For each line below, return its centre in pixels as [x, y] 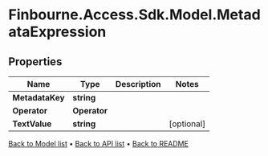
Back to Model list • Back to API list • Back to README [98, 144]
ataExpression [57, 32]
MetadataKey [39, 98]
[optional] [187, 124]
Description [138, 84]
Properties [35, 62]
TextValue [32, 124]
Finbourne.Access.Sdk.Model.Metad [134, 15]
